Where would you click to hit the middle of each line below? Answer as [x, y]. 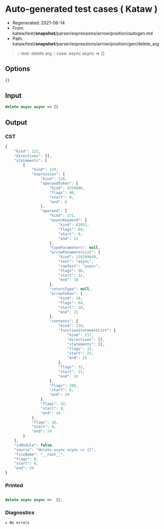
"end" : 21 [68, 312]
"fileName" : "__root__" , [40, 454]
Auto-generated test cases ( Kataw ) [82, 9]
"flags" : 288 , [64, 386]
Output [16, 122]
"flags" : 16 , [45, 422]
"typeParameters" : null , [75, 248]
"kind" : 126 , [54, 179]
